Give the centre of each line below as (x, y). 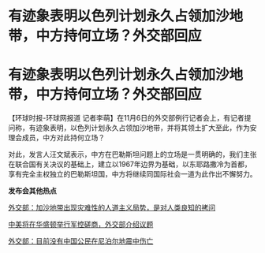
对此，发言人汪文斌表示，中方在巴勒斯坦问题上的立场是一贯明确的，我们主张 (132, 154)
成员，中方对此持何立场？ (63, 138)
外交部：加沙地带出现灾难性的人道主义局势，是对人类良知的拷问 (112, 208)
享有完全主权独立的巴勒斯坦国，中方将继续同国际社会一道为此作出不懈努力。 (132, 174)
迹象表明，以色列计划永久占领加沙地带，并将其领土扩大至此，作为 (142, 128)
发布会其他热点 (32, 191)
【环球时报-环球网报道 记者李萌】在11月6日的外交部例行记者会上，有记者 (126, 118)
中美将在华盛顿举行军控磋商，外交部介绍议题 (81, 225)
